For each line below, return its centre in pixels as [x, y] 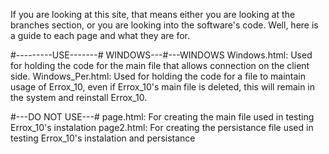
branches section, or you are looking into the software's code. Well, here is [164, 25]
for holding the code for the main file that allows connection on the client [160, 65]
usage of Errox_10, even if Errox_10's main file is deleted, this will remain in [163, 87]
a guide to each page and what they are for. [100, 35]
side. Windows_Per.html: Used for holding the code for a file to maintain [158, 76]
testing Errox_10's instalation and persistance [103, 138]
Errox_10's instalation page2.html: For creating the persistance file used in [162, 127]
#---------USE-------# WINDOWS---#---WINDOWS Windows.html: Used [161, 55]
